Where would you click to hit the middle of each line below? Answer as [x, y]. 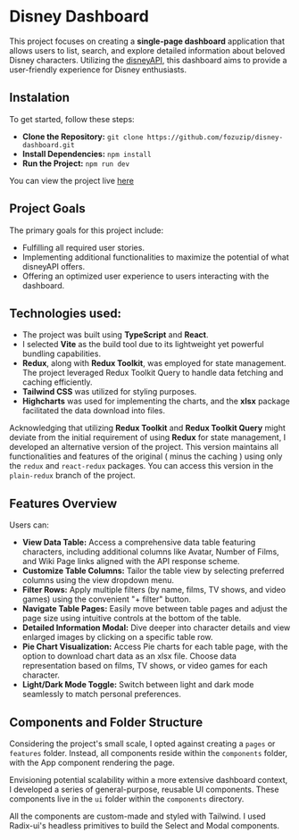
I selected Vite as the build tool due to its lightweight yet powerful [143, 345]
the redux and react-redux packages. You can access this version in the [141, 466]
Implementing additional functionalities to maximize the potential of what [155, 257]
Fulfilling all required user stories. [83, 247]
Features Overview [63, 503]
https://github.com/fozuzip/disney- [215, 137]
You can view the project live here [71, 180]
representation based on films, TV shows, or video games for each [145, 666]
